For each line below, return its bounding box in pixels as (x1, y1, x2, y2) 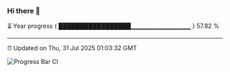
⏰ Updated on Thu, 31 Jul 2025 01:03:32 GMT (7, 44, 137, 52)
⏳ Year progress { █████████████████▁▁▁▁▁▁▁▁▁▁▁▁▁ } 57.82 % (7, 22, 220, 30)
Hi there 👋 (7, 6, 41, 16)
